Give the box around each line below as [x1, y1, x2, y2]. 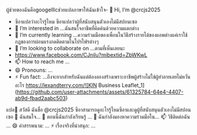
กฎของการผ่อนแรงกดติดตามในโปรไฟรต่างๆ [14, 38, 99, 45]
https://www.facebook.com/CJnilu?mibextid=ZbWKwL [14, 52, 148, 58]
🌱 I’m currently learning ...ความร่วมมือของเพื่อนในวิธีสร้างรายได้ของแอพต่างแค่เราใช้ [14, 31, 188, 38]
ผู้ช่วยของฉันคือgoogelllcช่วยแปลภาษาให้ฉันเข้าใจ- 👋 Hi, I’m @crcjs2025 [6, 7, 161, 13]
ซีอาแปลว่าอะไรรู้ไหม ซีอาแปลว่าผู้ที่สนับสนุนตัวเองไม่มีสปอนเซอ [14, 18, 137, 25]
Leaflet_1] [121, 82, 145, 89]
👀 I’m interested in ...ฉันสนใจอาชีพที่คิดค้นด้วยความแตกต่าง [14, 25, 139, 31]
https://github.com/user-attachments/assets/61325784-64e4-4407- [17, 88, 184, 95]
